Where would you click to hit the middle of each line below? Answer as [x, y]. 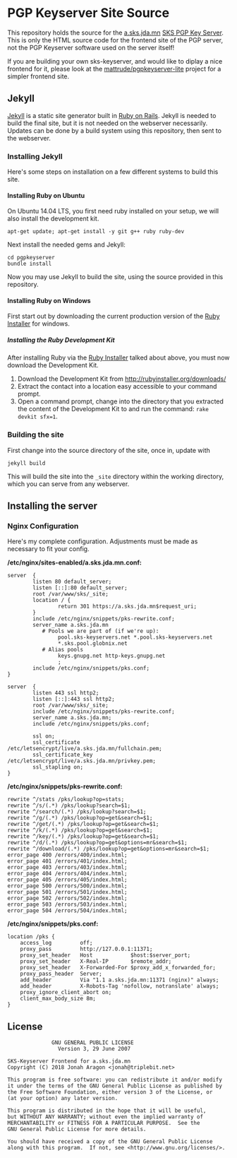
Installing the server [52, 506]
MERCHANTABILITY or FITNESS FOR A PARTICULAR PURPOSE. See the [104, 1123]
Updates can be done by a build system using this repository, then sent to [115, 130]
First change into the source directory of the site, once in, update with [109, 450]
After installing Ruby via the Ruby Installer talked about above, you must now [119, 358]
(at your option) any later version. [63, 1099]
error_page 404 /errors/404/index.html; [68, 874]
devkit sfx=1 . [37, 416]
